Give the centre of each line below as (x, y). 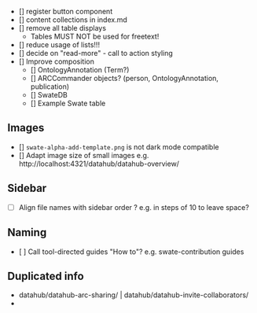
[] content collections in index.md (73, 20)
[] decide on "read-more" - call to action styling (96, 53)
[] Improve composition (57, 61)
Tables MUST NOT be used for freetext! (95, 36)
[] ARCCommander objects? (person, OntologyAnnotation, (125, 78)
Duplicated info (46, 276)
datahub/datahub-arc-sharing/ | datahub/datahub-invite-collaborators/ (134, 295)
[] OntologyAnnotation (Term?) (80, 70)
